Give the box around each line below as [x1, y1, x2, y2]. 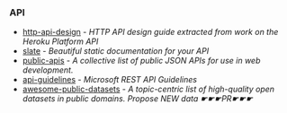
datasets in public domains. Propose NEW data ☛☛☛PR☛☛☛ [22, 93, 254, 104]
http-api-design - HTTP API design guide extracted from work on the [22, 27, 279, 38]
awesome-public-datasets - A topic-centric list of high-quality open [22, 83, 275, 95]
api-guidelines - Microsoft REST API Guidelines [22, 74, 198, 85]
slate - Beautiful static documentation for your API [22, 46, 210, 56]
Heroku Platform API [22, 36, 99, 47]
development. [22, 65, 74, 75]
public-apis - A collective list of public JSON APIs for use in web [22, 56, 261, 66]
